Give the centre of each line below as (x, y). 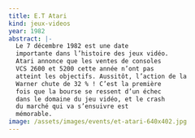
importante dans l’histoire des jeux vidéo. (92, 54)
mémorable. (34, 114)
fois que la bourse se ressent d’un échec (89, 91)
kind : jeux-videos (39, 24)
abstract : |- (30, 39)
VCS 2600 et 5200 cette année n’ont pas (85, 69)
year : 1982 (27, 31)
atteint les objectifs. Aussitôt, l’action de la (101, 76)
